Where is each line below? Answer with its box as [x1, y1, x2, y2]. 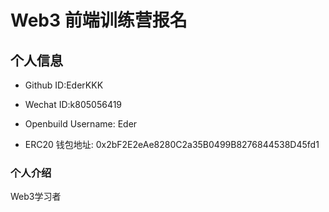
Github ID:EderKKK [24, 79, 104, 91]
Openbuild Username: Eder [24, 118, 138, 130]
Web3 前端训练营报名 [10, 9, 188, 32]
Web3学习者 [10, 191, 62, 203]
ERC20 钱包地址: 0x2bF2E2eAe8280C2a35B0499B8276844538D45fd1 [24, 139, 320, 150]
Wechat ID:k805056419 [24, 99, 123, 110]
